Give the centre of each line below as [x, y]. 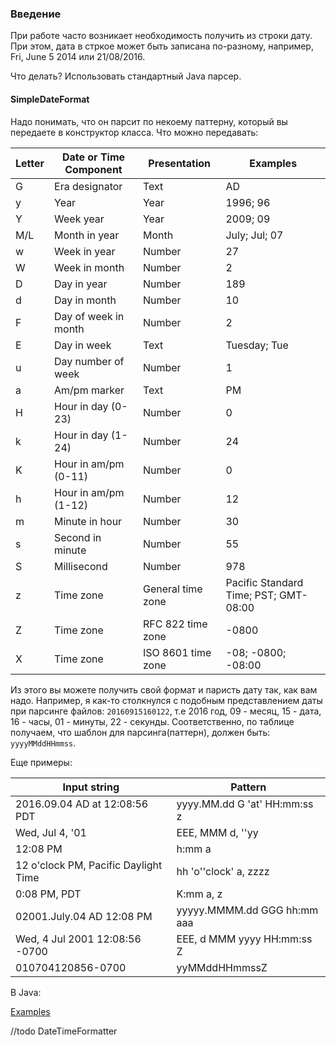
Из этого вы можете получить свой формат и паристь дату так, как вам [164, 689]
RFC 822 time [175, 624]
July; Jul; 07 [254, 235]
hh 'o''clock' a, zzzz [223, 871]
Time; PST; [251, 595]
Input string [91, 787]
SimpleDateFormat [50, 99]
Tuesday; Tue [257, 345]
